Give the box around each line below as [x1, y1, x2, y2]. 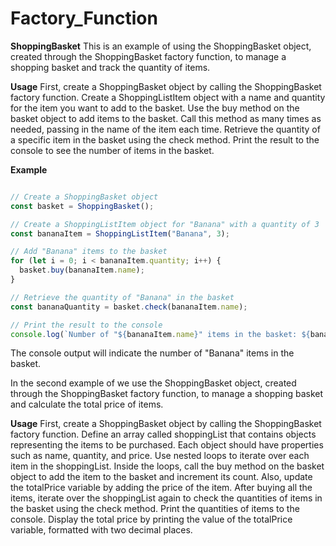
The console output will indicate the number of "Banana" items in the [10, 347, 295, 359]
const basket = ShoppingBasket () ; [10, 201, 155, 211]
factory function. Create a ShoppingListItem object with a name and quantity [10, 91, 326, 103]
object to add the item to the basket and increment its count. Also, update [10, 471, 313, 483]
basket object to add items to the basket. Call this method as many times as [10, 112, 322, 124]
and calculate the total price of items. [10, 398, 164, 411]
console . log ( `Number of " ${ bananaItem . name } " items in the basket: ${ [10, 329, 311, 339]
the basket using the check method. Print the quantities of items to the [10, 503, 300, 515]
